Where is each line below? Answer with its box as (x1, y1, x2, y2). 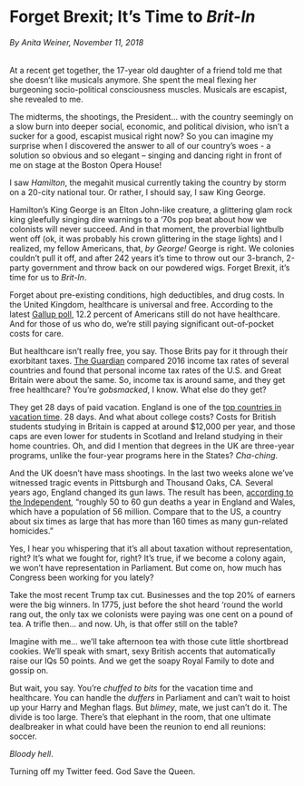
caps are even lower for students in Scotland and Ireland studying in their (9, 431, 283, 442)
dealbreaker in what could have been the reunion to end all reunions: (9, 722, 266, 732)
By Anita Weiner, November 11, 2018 (9, 36, 144, 47)
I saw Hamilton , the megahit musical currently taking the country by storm (9, 177, 287, 188)
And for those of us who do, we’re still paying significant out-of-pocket (9, 319, 275, 329)
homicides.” (9, 526, 54, 536)
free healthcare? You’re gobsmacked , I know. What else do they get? (9, 384, 267, 396)
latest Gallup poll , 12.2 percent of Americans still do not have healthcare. (9, 309, 280, 319)
